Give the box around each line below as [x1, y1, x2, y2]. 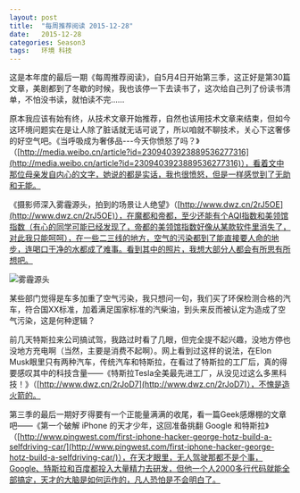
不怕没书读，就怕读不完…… [24, 95, 125, 105]
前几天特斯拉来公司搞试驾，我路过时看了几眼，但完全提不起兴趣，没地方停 [9, 334, 283, 345]
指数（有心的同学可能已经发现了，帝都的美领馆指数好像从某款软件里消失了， [9, 221, 291, 232]
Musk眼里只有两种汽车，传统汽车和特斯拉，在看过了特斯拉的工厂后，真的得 [9, 356, 287, 367]
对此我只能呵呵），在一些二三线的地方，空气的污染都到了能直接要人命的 [9, 233, 271, 244]
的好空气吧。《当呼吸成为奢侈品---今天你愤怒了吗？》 [9, 136, 200, 146]
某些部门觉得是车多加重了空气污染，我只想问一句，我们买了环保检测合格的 [9, 293, 283, 304]
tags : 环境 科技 [9, 46, 73, 55]
